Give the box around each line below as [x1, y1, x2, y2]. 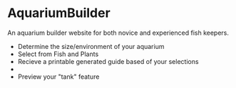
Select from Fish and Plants [17, 50, 99, 58]
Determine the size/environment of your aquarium [17, 42, 165, 50]
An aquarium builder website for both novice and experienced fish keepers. [7, 28, 230, 37]
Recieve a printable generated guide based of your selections [17, 57, 199, 65]
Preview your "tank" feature [17, 72, 100, 81]
